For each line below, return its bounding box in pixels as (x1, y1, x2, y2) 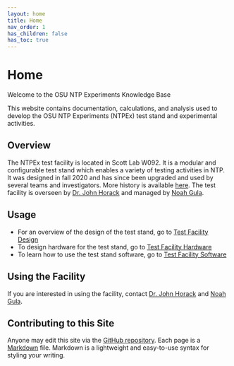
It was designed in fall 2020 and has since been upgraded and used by (7, 173, 214, 182)
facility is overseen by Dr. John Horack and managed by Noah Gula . (7, 188, 204, 196)
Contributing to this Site (7, 317, 115, 329)
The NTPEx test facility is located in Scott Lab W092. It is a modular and (7, 158, 216, 167)
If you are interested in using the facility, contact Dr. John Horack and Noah (7, 289, 227, 297)
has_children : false (7, 30, 68, 37)
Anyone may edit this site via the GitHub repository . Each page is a (7, 336, 201, 345)
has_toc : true (7, 37, 49, 44)
